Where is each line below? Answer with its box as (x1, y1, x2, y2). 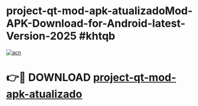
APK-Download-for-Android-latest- (6, 17, 186, 30)
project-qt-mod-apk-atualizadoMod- (6, 4, 193, 18)
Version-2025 (6, 30, 77, 43)
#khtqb (78, 30, 115, 43)
